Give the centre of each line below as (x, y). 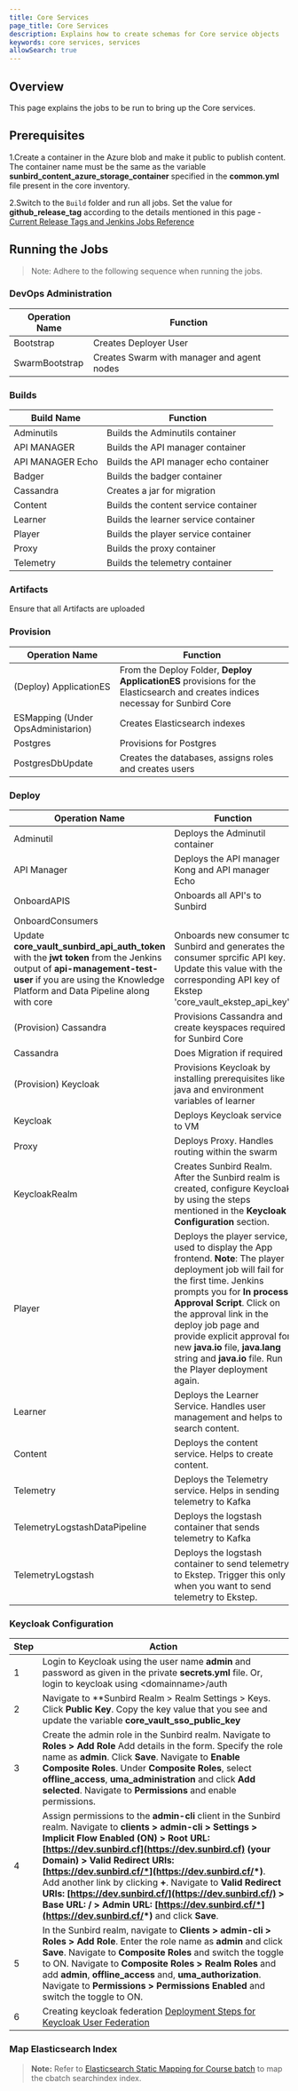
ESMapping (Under (54, 718)
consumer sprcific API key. (230, 958)
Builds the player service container (178, 534)
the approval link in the (221, 1314)
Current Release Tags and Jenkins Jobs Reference (102, 221)
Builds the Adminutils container (171, 433)
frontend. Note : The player (230, 1259)
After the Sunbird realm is (227, 1178)
